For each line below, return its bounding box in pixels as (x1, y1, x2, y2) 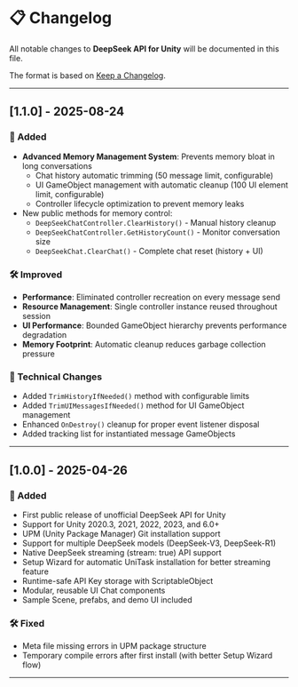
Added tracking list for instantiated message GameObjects (21, 428, 236, 439)
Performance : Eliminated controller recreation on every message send (21, 292, 281, 302)
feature (21, 566, 49, 577)
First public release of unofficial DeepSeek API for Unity (21, 509, 226, 520)
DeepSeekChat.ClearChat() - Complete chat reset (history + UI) (35, 245, 263, 256)
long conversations (21, 160, 93, 171)
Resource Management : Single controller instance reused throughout (21, 300, 278, 312)
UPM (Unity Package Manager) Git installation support (21, 528, 221, 539)
